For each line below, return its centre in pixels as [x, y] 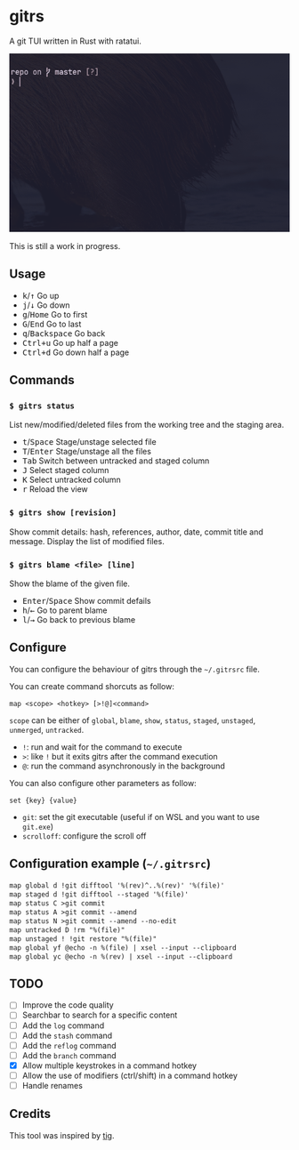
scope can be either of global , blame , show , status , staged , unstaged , [133, 720]
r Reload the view [55, 489]
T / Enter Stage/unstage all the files [86, 452]
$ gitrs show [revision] [63, 513]
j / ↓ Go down [46, 305]
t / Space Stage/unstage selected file [89, 442]
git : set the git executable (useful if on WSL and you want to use [141, 816]
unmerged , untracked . [47, 729]
